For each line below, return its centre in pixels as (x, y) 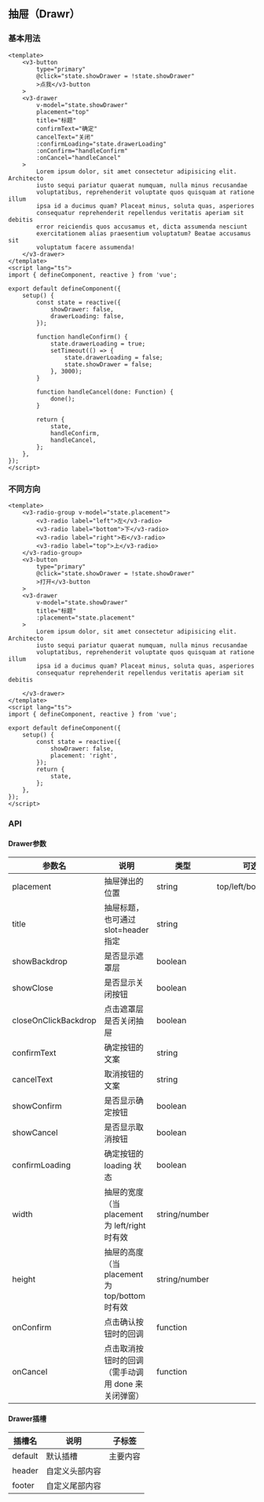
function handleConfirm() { (82, 337)
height (24, 1279)
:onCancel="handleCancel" (79, 157)
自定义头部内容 (74, 1471)
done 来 (128, 1384)
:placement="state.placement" (86, 618)
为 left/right (125, 1226)
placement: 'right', (84, 755)
